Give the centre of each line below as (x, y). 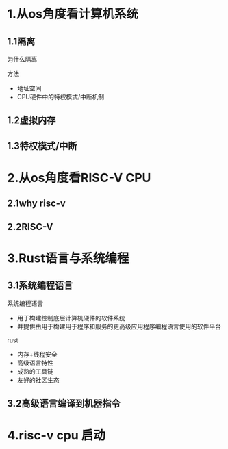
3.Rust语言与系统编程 (68, 258)
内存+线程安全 (37, 354)
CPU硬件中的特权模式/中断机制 (61, 97)
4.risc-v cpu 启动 (56, 436)
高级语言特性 (35, 363)
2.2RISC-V (30, 227)
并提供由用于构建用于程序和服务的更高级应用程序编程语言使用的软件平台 (119, 326)
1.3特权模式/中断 (42, 145)
